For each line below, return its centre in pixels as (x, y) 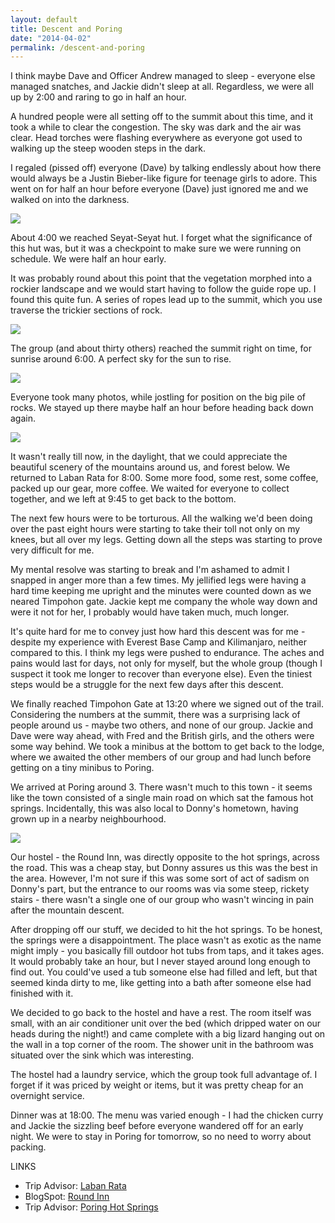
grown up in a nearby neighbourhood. (88, 819)
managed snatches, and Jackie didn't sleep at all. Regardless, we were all (162, 87)
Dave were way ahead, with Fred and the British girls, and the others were (162, 736)
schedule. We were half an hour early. (88, 259)
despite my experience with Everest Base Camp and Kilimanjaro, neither (158, 642)
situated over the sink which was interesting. (102, 1055)
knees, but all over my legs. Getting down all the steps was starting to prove (166, 540)
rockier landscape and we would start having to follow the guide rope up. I (163, 289)
